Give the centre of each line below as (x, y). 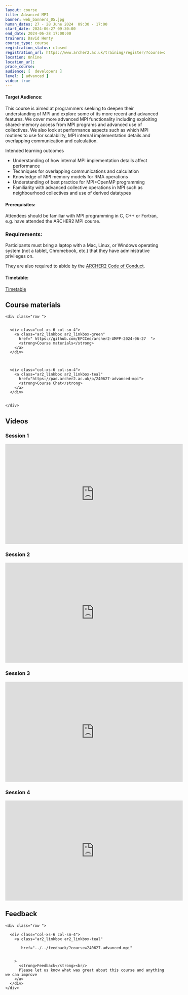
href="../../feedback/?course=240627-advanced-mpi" (77, 948)
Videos (17, 421)
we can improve (21, 974)
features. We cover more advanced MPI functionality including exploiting (81, 119)
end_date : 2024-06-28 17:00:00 (38, 34)
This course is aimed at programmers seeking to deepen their (70, 108)
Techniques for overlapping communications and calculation (76, 171)
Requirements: (24, 234)
